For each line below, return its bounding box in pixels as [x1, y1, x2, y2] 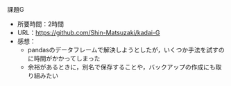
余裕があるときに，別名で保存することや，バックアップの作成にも [27, 63, 216, 71]
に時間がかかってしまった [27, 54, 101, 63]
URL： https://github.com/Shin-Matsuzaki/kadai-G [17, 29, 161, 36]
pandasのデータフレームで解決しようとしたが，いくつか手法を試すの [27, 46, 225, 54]
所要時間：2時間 [17, 20, 65, 28]
